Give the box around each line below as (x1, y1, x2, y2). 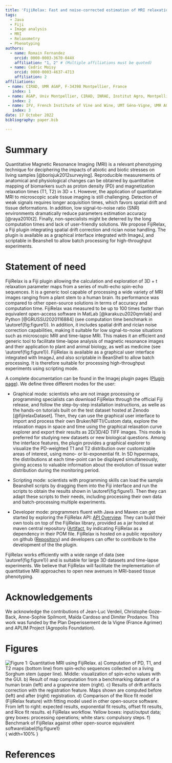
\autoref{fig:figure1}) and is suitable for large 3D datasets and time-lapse (5, 557, 159, 563)
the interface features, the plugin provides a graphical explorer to (12, 440, 150, 446)
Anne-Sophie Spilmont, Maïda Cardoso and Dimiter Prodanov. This (18, 613, 159, 620)
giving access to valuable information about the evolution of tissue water (12, 461, 166, 468)
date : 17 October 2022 (5, 113, 54, 118)
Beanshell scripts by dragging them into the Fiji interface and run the (12, 482, 158, 489)
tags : (5, 12, 17, 17)
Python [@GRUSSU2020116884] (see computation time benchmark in (5, 316, 153, 322)
